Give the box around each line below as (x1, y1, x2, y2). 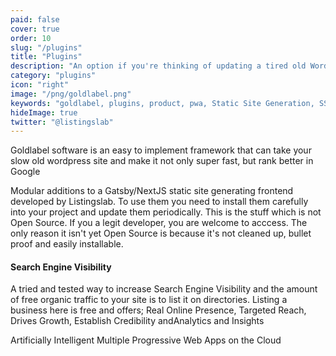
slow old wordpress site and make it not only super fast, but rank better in (10, 155, 314, 167)
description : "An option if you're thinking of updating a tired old (10, 61, 307, 71)
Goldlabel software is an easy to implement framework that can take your (10, 144, 312, 156)
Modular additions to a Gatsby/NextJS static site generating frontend (10, 185, 294, 197)
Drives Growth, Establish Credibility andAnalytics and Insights (10, 315, 265, 327)
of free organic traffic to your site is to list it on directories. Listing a (10, 294, 288, 306)
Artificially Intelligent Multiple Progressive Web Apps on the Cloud (10, 334, 282, 346)
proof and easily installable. (10, 238, 124, 250)
